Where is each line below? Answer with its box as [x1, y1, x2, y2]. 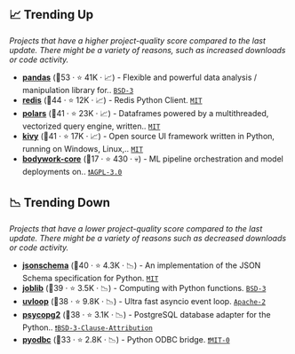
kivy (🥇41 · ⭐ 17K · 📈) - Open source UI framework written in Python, [21, 130, 275, 141]
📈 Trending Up [9, 7, 94, 22]
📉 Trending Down [9, 195, 111, 210]
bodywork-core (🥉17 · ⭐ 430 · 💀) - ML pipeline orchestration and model [21, 153, 284, 164]
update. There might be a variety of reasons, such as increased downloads [9, 44, 286, 55]
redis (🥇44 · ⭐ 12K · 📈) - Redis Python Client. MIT [21, 94, 203, 105]
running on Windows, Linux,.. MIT [21, 143, 144, 153]
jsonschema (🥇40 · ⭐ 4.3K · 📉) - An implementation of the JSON [21, 260, 261, 271]
